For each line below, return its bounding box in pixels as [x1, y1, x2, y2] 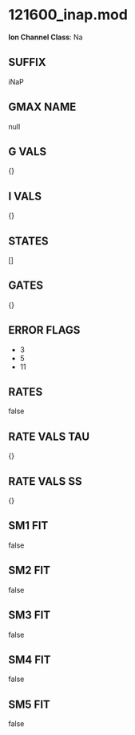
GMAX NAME [8, 101, 77, 114]
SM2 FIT [8, 564, 50, 577]
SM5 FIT [8, 697, 50, 711]
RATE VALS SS [8, 474, 82, 488]
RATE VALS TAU [8, 429, 90, 443]
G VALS [8, 145, 47, 158]
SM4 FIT [8, 653, 51, 667]
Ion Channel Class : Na [8, 32, 83, 42]
